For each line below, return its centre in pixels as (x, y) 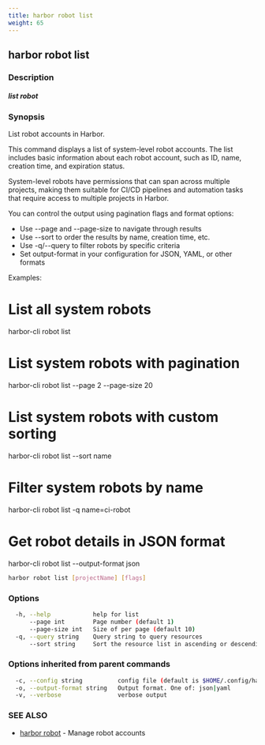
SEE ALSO (28, 716)
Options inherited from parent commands (90, 664)
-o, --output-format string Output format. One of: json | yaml (123, 688)
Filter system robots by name (106, 488)
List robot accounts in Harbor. (56, 134)
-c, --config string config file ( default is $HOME (118, 680)
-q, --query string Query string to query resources (109, 637)
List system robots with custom (114, 418)
